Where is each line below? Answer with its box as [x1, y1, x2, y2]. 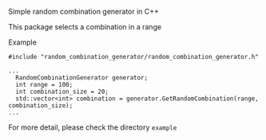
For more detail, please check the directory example [8, 122, 177, 132]
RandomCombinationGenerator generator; [15, 74, 149, 82]
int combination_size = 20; [15, 87, 109, 95]
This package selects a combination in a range [8, 22, 162, 31]
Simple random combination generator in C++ [8, 7, 160, 16]
